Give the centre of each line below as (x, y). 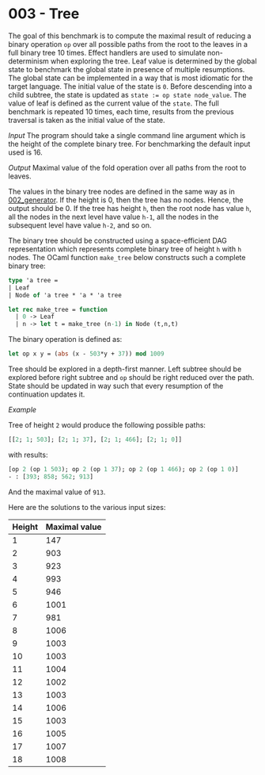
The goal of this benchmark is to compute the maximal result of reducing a (130, 36)
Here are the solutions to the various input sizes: (87, 507)
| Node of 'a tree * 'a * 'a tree (65, 295)
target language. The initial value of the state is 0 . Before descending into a (130, 86)
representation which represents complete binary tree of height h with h (125, 249)
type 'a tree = (33, 280)
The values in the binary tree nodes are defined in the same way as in (121, 191)
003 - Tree (44, 14)
